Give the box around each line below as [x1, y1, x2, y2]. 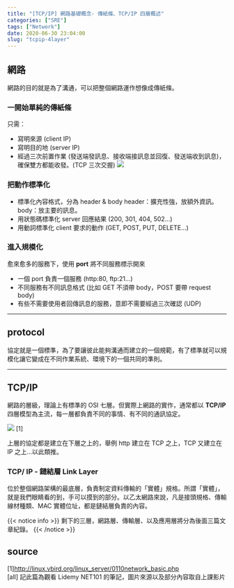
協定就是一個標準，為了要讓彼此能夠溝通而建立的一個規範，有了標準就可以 [7, 346, 221, 354]
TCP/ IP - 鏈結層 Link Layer [7, 467, 99, 476]
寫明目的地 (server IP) [17, 144, 80, 152]
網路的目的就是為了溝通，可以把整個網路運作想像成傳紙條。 [7, 83, 178, 91]
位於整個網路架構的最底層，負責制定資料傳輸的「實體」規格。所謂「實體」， [7, 484, 224, 492]
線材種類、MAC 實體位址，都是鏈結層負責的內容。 [7, 502, 151, 510]
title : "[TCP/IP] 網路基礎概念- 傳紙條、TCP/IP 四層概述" [7, 10, 164, 17]
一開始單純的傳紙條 [7, 103, 72, 112]
